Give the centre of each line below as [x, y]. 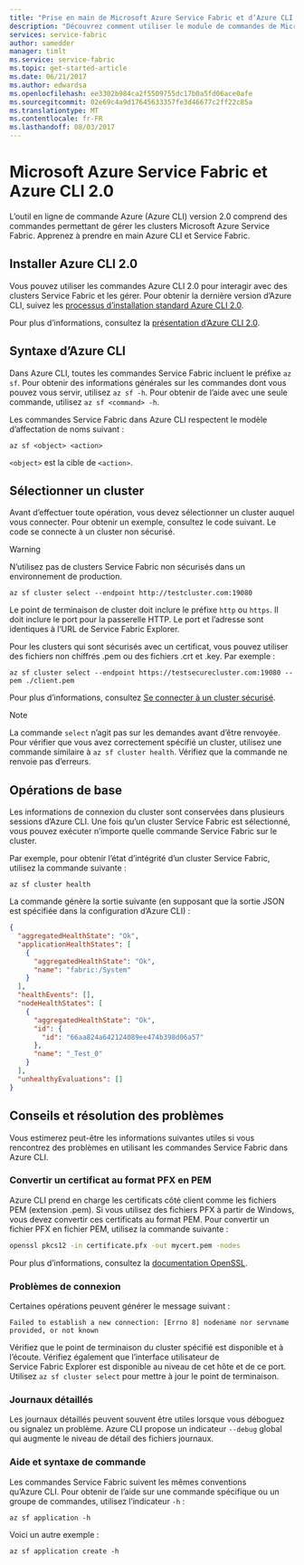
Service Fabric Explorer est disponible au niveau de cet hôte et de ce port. [148, 1366]
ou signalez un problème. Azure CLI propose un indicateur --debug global [146, 1429]
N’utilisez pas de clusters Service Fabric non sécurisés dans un [128, 567]
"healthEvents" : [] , [56, 995]
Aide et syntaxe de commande [78, 1462]
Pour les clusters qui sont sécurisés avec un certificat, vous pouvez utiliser [149, 647]
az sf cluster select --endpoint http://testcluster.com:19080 [131, 593]
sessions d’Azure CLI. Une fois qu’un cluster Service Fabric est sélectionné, [150, 821]
